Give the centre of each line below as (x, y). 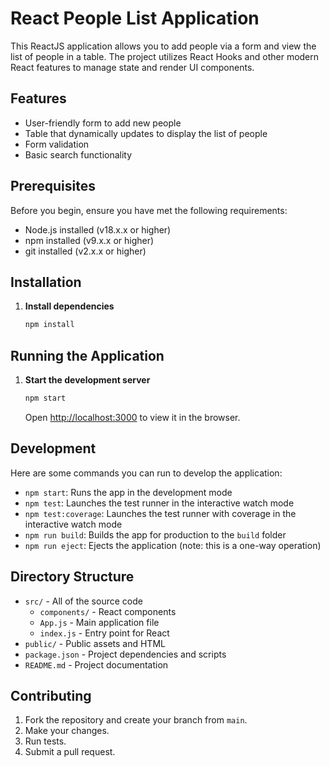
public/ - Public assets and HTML (95, 643)
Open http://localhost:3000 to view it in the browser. (132, 417)
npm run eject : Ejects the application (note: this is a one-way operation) (173, 545)
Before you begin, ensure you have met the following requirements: (149, 210)
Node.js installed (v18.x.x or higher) (98, 229)
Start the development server (87, 380)
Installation (46, 282)
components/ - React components (108, 611)
